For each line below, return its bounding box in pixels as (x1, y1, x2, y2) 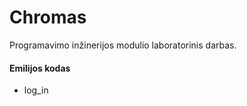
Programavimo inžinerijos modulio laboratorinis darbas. (9, 39, 237, 51)
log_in (23, 84, 49, 96)
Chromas (9, 6, 87, 29)
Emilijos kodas (9, 62, 71, 74)
